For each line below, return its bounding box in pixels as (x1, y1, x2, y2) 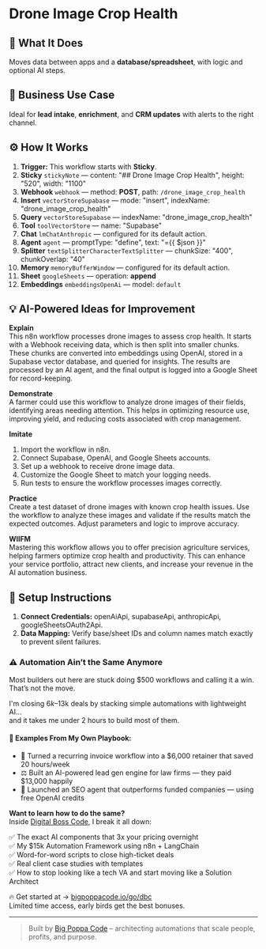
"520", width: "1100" (20, 179, 86, 188)
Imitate (9, 429, 33, 439)
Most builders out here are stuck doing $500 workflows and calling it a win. (9, 675, 255, 684)
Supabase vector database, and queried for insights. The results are (9, 357, 231, 366)
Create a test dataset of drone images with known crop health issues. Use (9, 502, 249, 512)
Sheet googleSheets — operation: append (20, 270, 156, 281)
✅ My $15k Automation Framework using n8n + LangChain (9, 841, 200, 850)
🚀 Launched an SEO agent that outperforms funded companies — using (20, 785, 254, 794)
